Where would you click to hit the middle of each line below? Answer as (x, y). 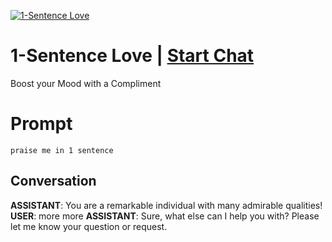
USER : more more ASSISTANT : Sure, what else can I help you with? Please (165, 216)
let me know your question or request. (89, 226)
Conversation (53, 181)
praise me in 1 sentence (62, 150)
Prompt (41, 124)
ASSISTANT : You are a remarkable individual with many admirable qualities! (166, 205)
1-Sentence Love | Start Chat (132, 56)
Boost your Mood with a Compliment (86, 83)
